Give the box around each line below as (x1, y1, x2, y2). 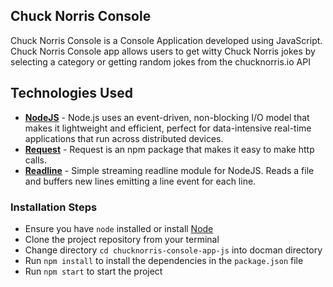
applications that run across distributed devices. (24, 132, 224, 144)
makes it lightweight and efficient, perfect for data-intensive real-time (24, 122, 312, 134)
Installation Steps (10, 200, 98, 214)
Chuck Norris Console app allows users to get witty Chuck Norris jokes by (10, 45, 316, 57)
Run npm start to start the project (24, 265, 163, 277)
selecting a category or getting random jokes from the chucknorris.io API (10, 55, 311, 68)
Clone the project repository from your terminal (24, 233, 220, 245)
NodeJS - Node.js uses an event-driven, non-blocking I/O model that (24, 111, 310, 123)
